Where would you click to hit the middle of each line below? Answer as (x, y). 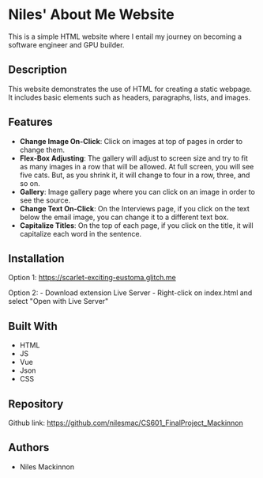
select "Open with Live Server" (58, 302)
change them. (42, 150)
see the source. (45, 200)
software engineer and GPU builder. (66, 44)
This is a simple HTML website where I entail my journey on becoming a (125, 36)
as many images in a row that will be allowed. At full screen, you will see (137, 166)
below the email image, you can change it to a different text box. (124, 217)
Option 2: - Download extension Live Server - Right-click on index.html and (130, 293)
